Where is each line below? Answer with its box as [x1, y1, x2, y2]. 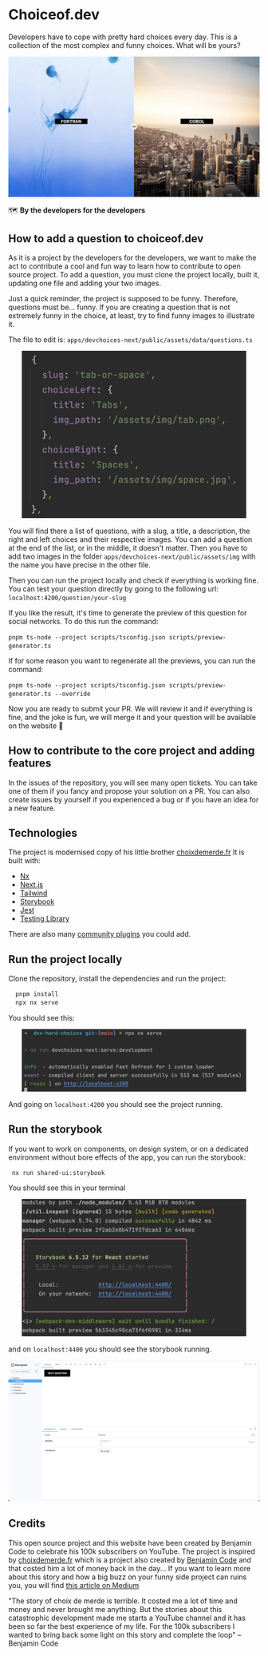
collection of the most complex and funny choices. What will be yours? [8, 40, 241, 50]
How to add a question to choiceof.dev [8, 232, 204, 245]
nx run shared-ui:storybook [11, 1168, 105, 1176]
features [8, 757, 52, 770]
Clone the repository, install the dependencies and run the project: [8, 973, 227, 984]
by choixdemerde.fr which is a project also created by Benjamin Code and [8, 1554, 251, 1564]
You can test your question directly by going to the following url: [8, 583, 219, 593]
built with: [8, 856, 41, 866]
